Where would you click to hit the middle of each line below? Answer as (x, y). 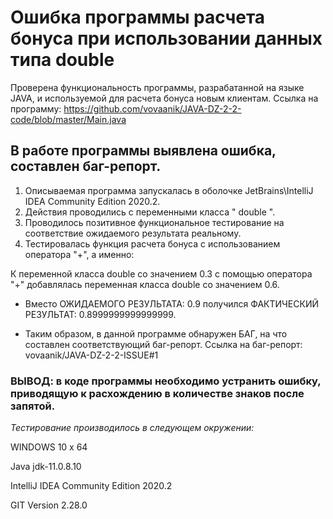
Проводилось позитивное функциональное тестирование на (154, 222)
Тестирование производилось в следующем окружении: (132, 428)
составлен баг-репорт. (86, 166)
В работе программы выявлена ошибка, (143, 151)
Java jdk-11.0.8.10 (46, 467)
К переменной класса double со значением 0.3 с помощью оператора (161, 273)
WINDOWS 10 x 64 (49, 447)
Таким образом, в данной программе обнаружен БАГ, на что (156, 333)
